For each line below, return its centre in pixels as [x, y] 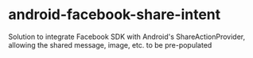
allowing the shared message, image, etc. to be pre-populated [110, 44]
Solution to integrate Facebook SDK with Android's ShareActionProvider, [127, 37]
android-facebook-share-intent [115, 15]
